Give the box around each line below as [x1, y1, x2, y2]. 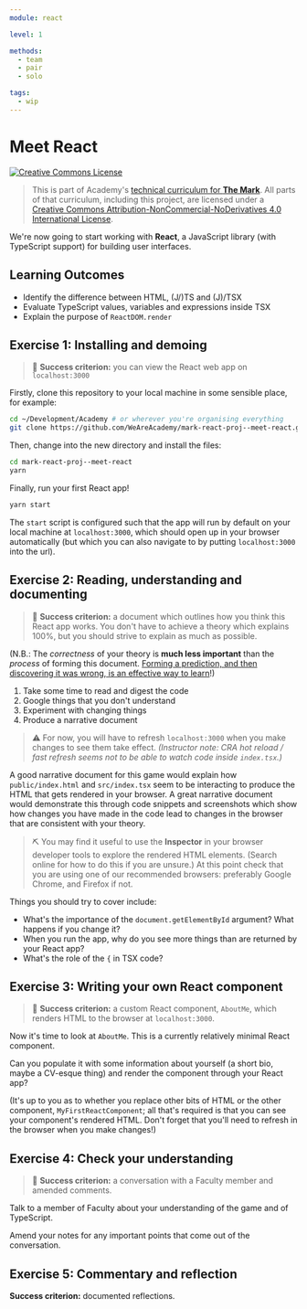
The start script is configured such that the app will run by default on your [9, 516, 291, 527]
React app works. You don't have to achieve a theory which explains [31, 621, 290, 632]
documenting [9, 587, 89, 602]
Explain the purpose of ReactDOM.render [22, 311, 172, 322]
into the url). [9, 546, 56, 557]
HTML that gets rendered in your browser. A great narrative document [9, 788, 273, 800]
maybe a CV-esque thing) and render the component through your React [9, 1068, 283, 1079]
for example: [9, 397, 58, 408]
